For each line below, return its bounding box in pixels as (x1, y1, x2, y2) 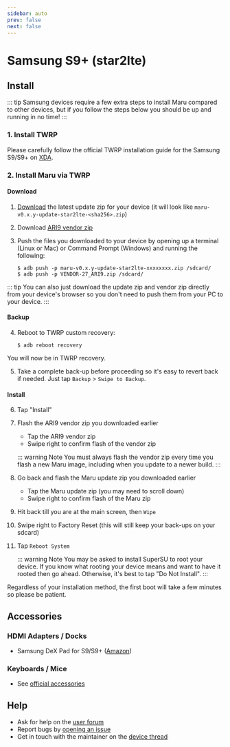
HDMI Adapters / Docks (7, 631, 87, 641)
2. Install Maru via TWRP (7, 170, 91, 180)
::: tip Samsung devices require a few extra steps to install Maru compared (7, 98, 218, 107)
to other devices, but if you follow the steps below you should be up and (7, 105, 211, 114)
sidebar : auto (7, 10, 48, 17)
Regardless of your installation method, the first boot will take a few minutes (7, 583, 222, 591)
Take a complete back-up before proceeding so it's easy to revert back (16, 367, 218, 376)
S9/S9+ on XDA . (7, 153, 54, 161)
